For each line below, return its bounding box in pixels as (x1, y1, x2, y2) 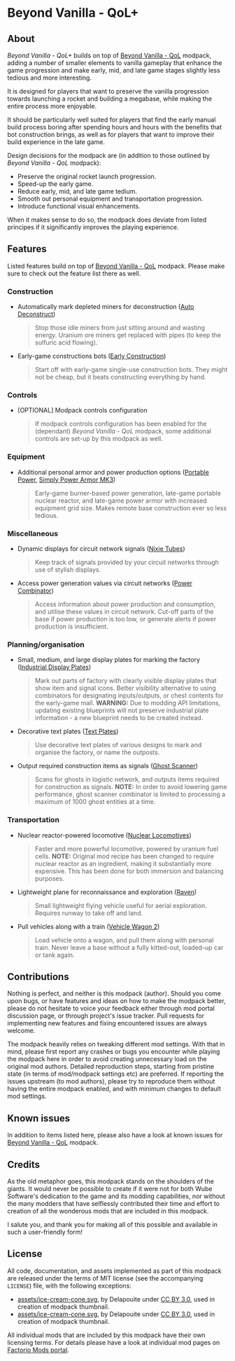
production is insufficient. (34, 622, 108, 631)
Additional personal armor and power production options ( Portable (17, 468, 210, 476)
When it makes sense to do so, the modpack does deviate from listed (7, 215, 207, 224)
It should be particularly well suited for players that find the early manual (7, 115, 216, 124)
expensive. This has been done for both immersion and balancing (34, 867, 224, 875)
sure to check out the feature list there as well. (7, 269, 141, 278)
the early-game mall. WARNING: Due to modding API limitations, (34, 699, 221, 707)
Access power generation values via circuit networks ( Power (17, 579, 193, 587)
